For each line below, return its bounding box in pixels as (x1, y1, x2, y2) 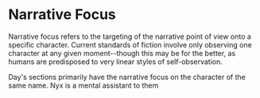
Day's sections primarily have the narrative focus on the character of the (8, 72, 246, 81)
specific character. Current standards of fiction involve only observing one (8, 40, 252, 49)
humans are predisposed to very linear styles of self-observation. (8, 57, 223, 66)
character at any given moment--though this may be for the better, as (8, 48, 236, 58)
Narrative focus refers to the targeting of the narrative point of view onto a (8, 32, 252, 41)
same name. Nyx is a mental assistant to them (8, 81, 159, 90)
